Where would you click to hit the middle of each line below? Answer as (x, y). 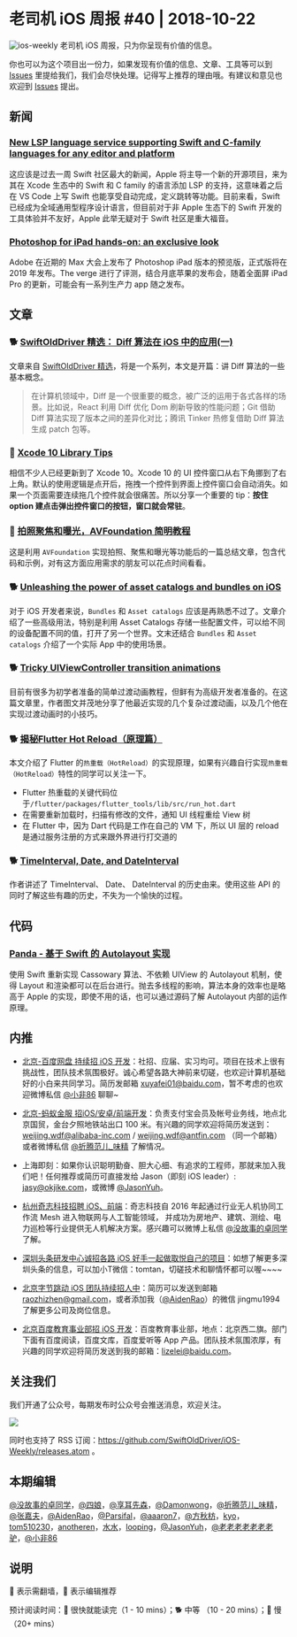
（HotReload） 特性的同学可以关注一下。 (80, 774)
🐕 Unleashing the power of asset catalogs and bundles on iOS (145, 588)
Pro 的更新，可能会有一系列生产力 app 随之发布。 (99, 284)
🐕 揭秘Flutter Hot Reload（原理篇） (86, 739)
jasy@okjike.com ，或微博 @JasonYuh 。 (95, 1187)
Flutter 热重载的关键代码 (66, 793)
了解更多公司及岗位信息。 (69, 1310)
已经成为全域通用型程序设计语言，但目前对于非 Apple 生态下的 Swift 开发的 (146, 207)
